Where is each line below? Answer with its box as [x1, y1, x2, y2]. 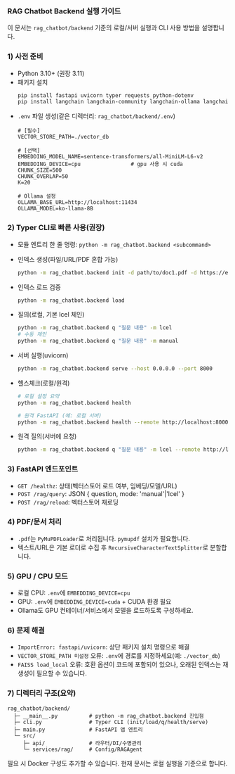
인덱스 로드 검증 [17, 283, 61, 291]
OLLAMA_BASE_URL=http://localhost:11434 [17, 199, 137, 206]
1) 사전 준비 [7, 51, 43, 61]
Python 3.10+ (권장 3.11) [17, 69, 85, 77]
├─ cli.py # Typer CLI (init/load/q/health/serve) [13, 718, 209, 725]
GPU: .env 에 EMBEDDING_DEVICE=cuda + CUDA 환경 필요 [17, 597, 172, 606]
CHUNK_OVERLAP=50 [17, 173, 69, 180]
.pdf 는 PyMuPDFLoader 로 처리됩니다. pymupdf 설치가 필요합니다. [17, 534, 191, 543]
